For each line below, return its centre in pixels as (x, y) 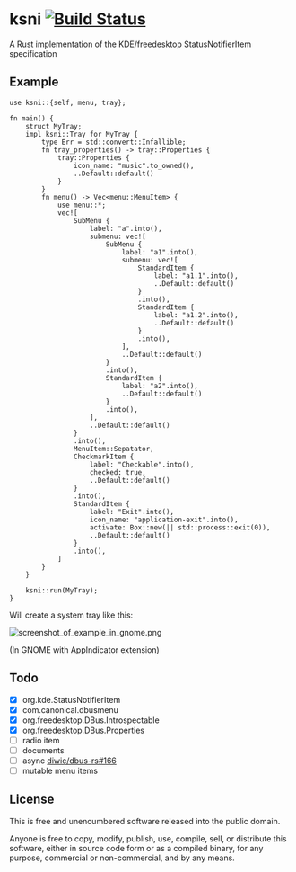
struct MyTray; (54, 126)
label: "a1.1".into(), (196, 276)
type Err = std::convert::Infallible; (114, 142)
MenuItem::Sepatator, (113, 449)
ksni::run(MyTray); (62, 590)
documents (43, 750)
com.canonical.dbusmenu (70, 709)
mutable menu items (60, 770)
